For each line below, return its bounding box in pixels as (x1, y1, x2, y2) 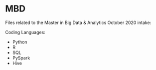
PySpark (12, 54, 30, 60)
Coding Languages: (5, 29, 46, 35)
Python (12, 38, 27, 45)
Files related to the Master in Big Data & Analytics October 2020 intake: (5, 19, 152, 25)
